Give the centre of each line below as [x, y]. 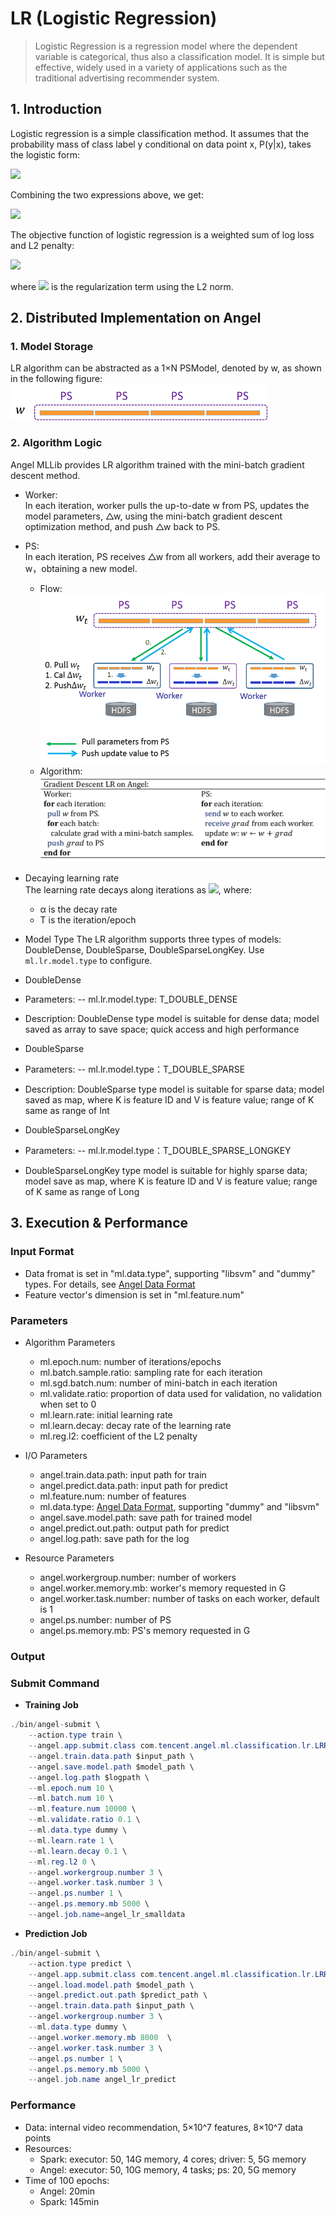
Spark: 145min [69, 2201]
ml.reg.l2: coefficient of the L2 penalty [118, 1436]
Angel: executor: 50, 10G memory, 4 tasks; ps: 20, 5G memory [168, 2169]
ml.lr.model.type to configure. [88, 961]
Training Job [51, 1705]
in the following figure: [56, 379]
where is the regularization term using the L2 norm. [122, 286]
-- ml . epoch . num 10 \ [71, 1788]
